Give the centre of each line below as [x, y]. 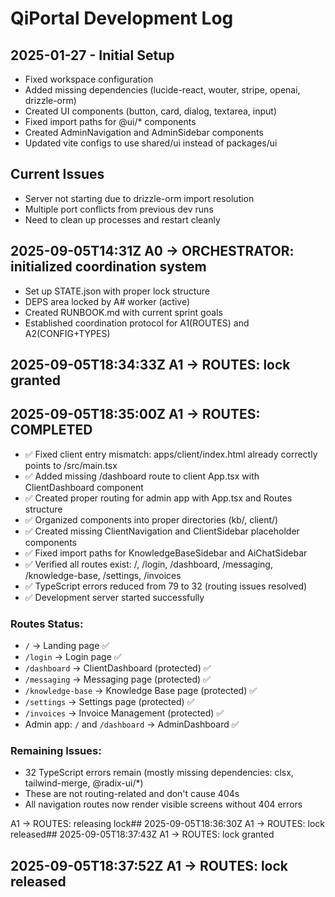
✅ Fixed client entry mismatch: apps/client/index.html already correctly [171, 454]
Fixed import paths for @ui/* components [110, 121]
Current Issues [57, 174]
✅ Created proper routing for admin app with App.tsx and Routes [158, 498]
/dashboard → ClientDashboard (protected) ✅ [118, 668]
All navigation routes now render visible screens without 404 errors [163, 804]
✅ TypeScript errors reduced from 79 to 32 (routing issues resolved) [166, 586]
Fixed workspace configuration [89, 79]
